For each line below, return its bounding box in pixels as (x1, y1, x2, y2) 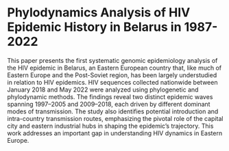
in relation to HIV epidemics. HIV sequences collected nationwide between (7, 78, 218, 86)
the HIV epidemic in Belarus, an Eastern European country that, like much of (7, 64, 222, 72)
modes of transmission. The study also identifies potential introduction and (7, 107, 219, 115)
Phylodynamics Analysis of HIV (7, 5, 191, 20)
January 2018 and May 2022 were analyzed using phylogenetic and (7, 85, 199, 94)
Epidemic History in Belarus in (7, 19, 182, 35)
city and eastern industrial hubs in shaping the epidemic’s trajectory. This (7, 122, 214, 130)
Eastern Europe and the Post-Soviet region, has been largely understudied (7, 70, 217, 79)
